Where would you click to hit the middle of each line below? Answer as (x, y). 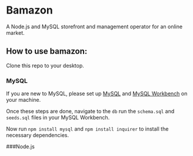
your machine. (24, 100)
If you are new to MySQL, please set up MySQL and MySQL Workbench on (97, 94)
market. (15, 32)
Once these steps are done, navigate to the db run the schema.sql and (90, 111)
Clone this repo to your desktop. (45, 65)
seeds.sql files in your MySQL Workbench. (58, 118)
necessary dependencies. (38, 135)
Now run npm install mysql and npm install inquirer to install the (87, 129)
